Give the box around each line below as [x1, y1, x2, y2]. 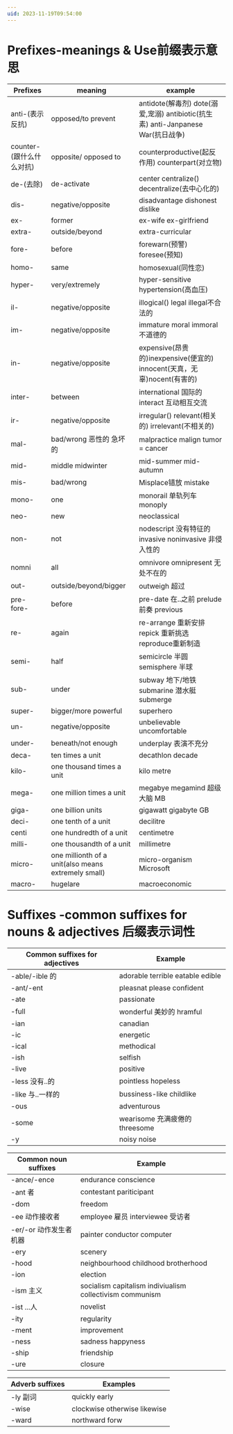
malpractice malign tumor [138, 434, 222, 444]
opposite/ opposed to [51, 152, 121, 161]
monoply [138, 500, 168, 509]
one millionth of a [51, 850, 107, 860]
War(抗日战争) [138, 129, 186, 139]
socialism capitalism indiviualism [80, 1281, 187, 1291]
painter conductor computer [80, 1229, 172, 1239]
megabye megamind [138, 783, 206, 792]
